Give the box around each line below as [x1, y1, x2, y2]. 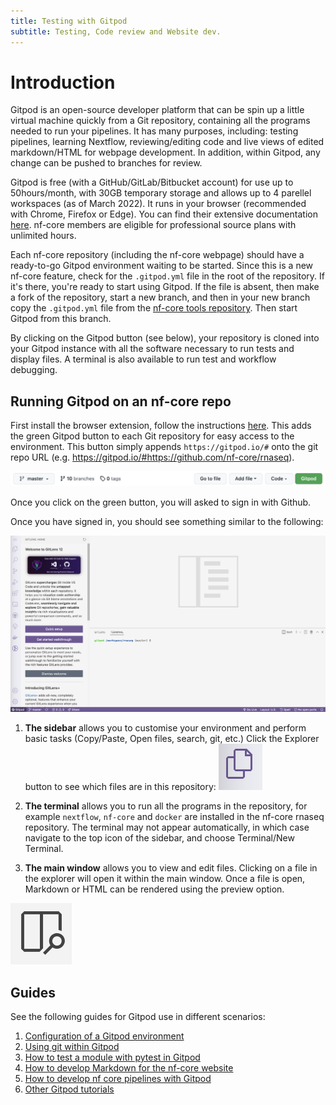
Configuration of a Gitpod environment [24, 1030, 185, 1042]
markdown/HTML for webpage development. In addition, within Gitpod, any [10, 146, 321, 159]
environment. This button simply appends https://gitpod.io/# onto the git [10, 441, 319, 453]
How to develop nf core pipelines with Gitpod [24, 1073, 212, 1085]
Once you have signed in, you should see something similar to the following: [10, 516, 324, 528]
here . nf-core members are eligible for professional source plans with [10, 219, 297, 231]
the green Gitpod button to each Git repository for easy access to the [10, 430, 295, 442]
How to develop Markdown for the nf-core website [24, 1062, 234, 1074]
